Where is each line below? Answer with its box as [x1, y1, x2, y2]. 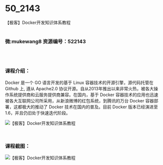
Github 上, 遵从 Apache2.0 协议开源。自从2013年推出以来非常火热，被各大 [5, 85, 154, 91]
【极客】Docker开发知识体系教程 [5, 19, 71, 25]
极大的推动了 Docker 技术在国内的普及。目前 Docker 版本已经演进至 [21, 104, 158, 110]
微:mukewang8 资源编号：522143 [5, 38, 86, 45]
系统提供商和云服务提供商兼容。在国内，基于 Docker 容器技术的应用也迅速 [9, 92, 159, 98]
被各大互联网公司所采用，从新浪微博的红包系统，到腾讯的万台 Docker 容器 [5, 98, 154, 103]
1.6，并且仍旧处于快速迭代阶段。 [5, 110, 71, 115]
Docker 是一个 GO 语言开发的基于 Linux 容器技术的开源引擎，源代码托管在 [5, 80, 154, 85]
